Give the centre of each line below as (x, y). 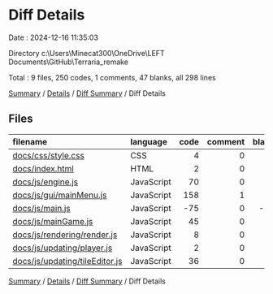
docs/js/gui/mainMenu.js (60, 195)
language (149, 141)
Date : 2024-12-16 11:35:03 (54, 37)
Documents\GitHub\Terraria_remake (68, 62)
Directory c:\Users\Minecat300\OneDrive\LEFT (87, 53)
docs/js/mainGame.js (53, 221)
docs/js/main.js (41, 208)
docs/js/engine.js (45, 182)
